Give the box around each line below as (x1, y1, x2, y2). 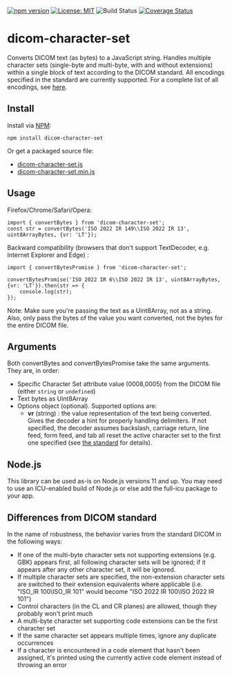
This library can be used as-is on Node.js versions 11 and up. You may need (7, 477, 222, 485)
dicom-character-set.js (17, 160, 83, 168)
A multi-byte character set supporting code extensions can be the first (17, 617, 218, 625)
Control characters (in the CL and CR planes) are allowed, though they (17, 602, 217, 610)
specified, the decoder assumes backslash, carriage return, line (27, 424, 209, 432)
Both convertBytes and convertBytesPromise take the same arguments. (7, 359, 211, 367)
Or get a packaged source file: (7, 146, 94, 155)
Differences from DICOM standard (7, 512, 157, 523)
